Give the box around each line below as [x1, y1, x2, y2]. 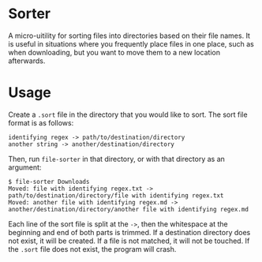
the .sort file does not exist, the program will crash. [8, 244, 177, 253]
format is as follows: [8, 118, 74, 127]
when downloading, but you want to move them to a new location [8, 47, 221, 57]
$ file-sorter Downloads [8, 178, 90, 185]
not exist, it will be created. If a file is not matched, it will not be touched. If [8, 236, 250, 245]
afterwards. [8, 56, 46, 65]
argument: [8, 163, 42, 172]
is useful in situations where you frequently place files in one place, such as [8, 39, 254, 48]
